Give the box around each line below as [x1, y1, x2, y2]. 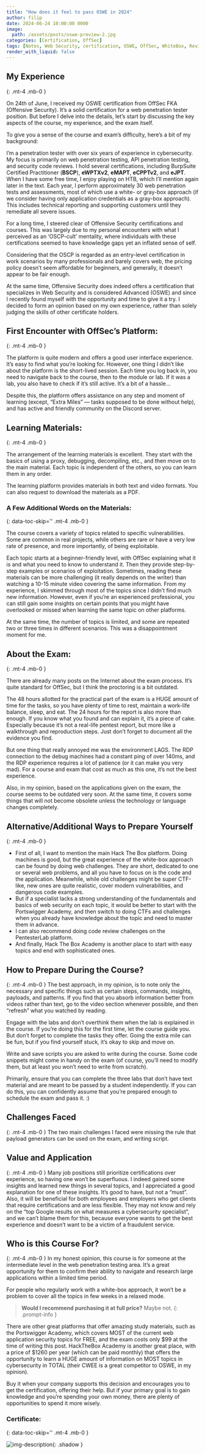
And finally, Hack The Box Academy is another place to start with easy [15, 940, 192, 948]
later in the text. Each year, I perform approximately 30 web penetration [6, 182, 186, 189]
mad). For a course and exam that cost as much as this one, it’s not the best [6, 766, 197, 773]
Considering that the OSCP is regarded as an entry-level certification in [6, 251, 185, 258]
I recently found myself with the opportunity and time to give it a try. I [6, 295, 180, 303]
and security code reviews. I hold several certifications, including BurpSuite [6, 162, 196, 169]
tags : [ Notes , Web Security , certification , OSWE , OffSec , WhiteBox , [6, 43, 187, 50]
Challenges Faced [6, 1112, 76, 1122]
